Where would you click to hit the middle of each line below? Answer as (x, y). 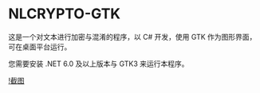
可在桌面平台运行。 (40, 46)
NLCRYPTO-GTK (65, 14)
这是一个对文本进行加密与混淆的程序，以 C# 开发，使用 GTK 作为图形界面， (132, 37)
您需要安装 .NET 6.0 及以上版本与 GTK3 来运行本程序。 (98, 64)
